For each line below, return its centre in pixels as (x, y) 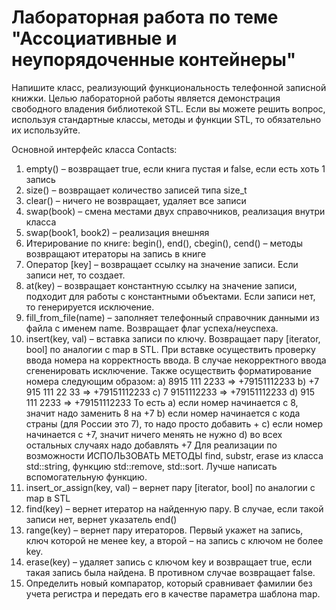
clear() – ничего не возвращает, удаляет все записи (136, 200)
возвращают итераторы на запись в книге (116, 253)
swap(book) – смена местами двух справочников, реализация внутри (175, 211)
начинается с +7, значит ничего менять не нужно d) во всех (154, 434)
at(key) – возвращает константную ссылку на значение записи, (161, 285)
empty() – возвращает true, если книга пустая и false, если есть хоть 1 (175, 168)
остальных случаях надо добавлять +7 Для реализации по (151, 445)
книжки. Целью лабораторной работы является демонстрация (146, 98)
